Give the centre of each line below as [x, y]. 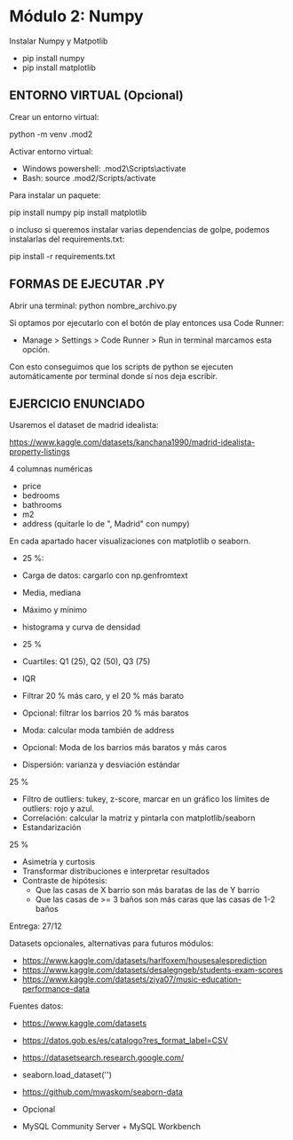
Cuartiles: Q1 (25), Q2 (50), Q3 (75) [86, 661]
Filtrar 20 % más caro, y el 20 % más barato [103, 696]
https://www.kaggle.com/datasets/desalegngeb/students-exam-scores [152, 970]
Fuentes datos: [36, 1006]
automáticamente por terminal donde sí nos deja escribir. [113, 376]
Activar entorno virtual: [51, 151]
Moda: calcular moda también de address [98, 731]
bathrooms [42, 505]
